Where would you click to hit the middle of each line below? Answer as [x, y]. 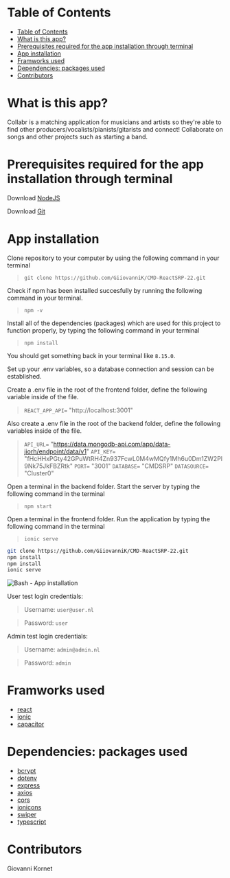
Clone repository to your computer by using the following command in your [113, 258]
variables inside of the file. [45, 431]
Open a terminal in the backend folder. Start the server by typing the [104, 486]
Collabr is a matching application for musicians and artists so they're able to [114, 122]
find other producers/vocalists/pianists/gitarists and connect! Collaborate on [115, 129]
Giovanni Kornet [30, 868]
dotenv [27, 778]
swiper [27, 815]
